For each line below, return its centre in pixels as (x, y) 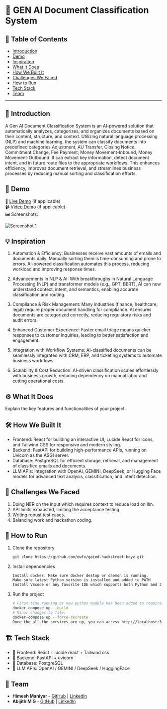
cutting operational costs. (39, 381)
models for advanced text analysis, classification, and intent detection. (84, 477)
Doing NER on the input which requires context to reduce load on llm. (83, 504)
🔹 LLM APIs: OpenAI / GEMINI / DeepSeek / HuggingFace (71, 668)
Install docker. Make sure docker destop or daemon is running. (80, 575)
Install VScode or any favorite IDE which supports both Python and (85, 585)
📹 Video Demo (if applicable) (35, 207)
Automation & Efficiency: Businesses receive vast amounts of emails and (87, 253)
